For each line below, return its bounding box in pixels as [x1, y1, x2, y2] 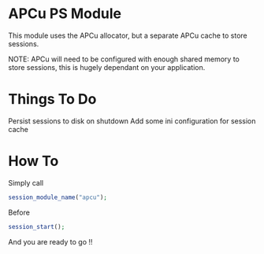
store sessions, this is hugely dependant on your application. [8, 62, 206, 72]
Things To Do [8, 90, 97, 109]
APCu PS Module [8, 5, 122, 23]
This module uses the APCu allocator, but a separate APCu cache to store [8, 31, 248, 40]
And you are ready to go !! [8, 237, 93, 246]
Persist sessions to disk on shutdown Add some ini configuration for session [8, 116, 256, 126]
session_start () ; [8, 223, 65, 230]
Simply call [8, 178, 44, 187]
